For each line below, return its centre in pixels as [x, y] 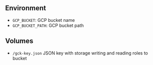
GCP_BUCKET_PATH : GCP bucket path [48, 25]
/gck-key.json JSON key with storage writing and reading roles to [80, 53]
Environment [26, 8]
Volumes [19, 41]
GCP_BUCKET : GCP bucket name [43, 20]
